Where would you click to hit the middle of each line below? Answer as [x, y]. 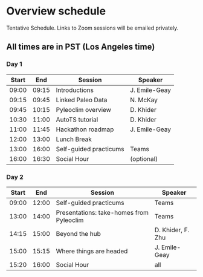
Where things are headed [92, 251]
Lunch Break [74, 139]
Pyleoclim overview [84, 109]
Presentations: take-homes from [102, 212]
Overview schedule [56, 11]
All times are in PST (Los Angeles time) [81, 47]
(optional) [144, 158]
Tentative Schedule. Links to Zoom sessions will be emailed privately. [92, 28]
